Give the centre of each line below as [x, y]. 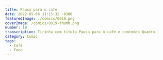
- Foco [16, 50]
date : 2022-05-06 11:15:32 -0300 [39, 14]
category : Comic [21, 37]
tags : [10, 41]
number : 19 [16, 28]
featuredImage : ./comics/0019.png [40, 18]
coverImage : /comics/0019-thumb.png [42, 23]
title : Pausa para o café [31, 9]
